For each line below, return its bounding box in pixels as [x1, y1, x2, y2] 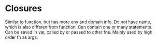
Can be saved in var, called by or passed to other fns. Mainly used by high [5, 29, 153, 35]
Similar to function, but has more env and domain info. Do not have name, [5, 19, 152, 25]
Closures [5, 3, 42, 14]
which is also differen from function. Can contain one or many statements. [5, 24, 153, 30]
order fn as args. [5, 34, 38, 40]
